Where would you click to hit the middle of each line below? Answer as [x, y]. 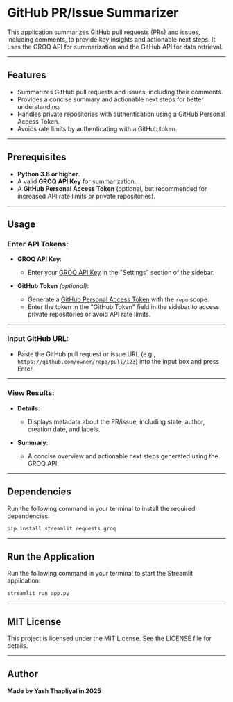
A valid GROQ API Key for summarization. [77, 181]
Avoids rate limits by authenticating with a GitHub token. [97, 128]
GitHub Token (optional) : [53, 286]
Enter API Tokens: [38, 244]
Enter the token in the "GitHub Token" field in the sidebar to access [123, 307]
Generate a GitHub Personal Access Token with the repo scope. [118, 299]
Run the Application [51, 557]
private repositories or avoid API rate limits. [89, 315]
